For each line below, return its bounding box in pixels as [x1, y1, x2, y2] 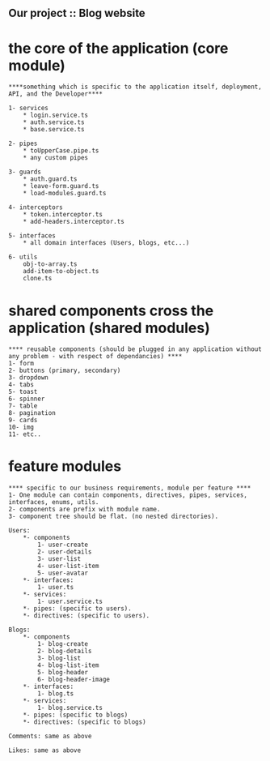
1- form [8, 360, 35, 368]
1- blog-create [37, 640, 89, 648]
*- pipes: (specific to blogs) [23, 711, 129, 720]
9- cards [8, 417, 38, 425]
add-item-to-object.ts [23, 267, 99, 276]
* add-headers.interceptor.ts [23, 218, 125, 226]
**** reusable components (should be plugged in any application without [8, 345, 263, 353]
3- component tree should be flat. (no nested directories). [8, 512, 219, 521]
